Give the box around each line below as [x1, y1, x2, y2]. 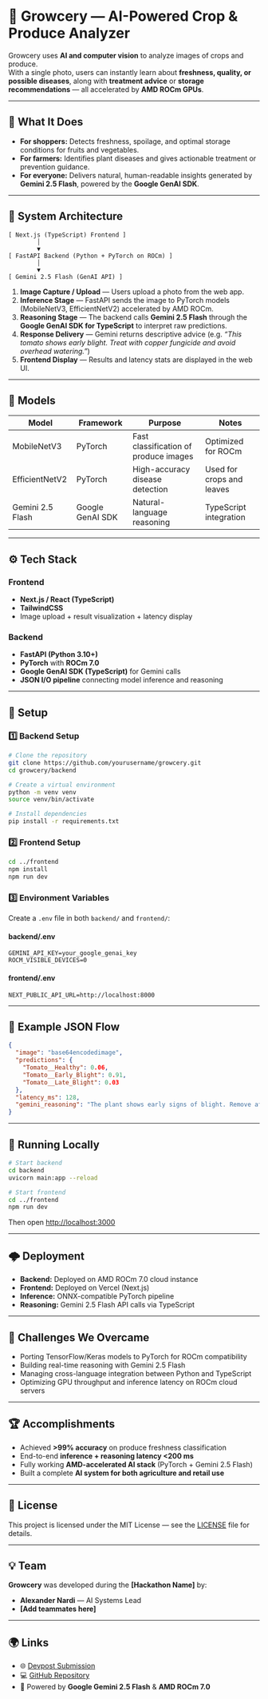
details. [8, 1528, 33, 1538]
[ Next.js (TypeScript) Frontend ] [8, 231, 127, 239]
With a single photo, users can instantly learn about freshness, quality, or [8, 67, 251, 77]
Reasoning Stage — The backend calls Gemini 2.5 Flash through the [19, 312, 247, 322]
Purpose [148, 417, 182, 428]
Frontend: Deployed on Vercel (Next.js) [19, 1283, 150, 1293]
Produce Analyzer [8, 24, 130, 42]
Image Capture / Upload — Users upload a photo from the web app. [19, 287, 245, 296]
